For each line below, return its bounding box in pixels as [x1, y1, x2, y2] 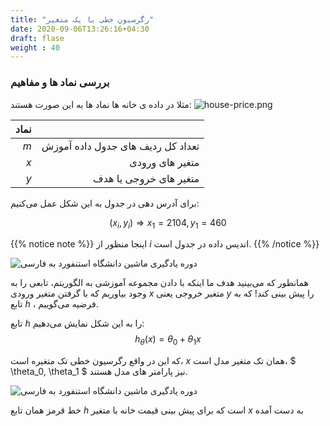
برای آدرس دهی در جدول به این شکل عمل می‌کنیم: [10, 197, 200, 209]
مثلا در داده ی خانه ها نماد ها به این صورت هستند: [10, 98, 192, 110]
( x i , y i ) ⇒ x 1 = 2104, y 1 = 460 [109, 216, 227, 231]
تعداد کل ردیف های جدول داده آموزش [41, 139, 200, 153]
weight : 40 [10, 42, 60, 53]
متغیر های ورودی [129, 155, 200, 169]
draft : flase [10, 33, 65, 43]
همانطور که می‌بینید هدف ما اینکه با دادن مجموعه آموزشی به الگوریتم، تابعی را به [10, 277, 309, 289]
